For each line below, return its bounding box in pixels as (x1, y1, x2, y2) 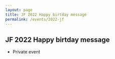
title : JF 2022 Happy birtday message (5, 12, 87, 17)
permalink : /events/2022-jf (5, 17, 65, 22)
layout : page (5, 7, 33, 13)
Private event (12, 49, 40, 55)
